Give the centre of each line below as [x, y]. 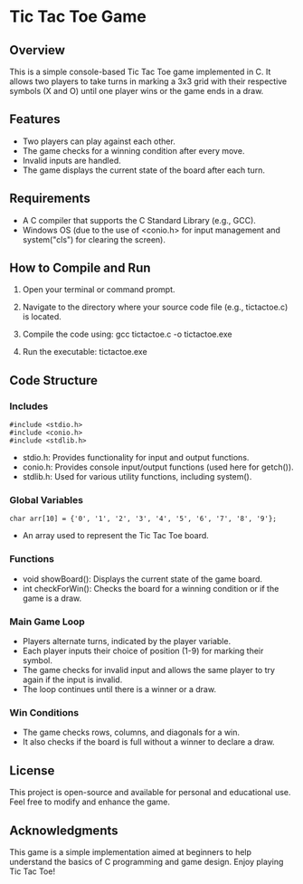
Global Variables [47, 500]
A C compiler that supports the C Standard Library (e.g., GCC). [139, 220]
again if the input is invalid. [72, 680]
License [32, 770]
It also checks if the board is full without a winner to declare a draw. [148, 742]
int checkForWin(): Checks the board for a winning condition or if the [151, 588]
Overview [38, 50]
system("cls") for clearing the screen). [94, 239]
